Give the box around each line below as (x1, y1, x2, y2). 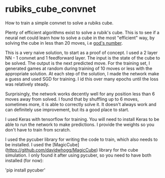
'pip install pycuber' (5, 167, 46, 173)
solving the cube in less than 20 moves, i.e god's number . (5, 40, 123, 46)
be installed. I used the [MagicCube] (5, 141, 79, 147)
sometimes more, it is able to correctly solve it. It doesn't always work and (5, 101, 157, 107)
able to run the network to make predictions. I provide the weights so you (5, 121, 155, 127)
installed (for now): (5, 157, 44, 163)
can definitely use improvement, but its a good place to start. (5, 107, 130, 113)
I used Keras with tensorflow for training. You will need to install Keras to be (5, 116, 160, 122)
